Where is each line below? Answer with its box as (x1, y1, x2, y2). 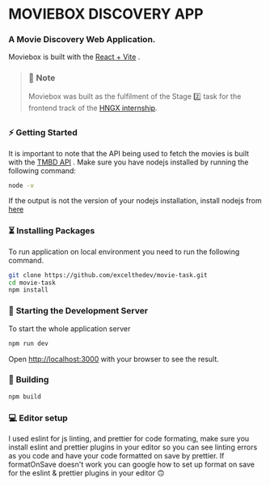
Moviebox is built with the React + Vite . (8, 52, 141, 62)
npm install (8, 286, 49, 294)
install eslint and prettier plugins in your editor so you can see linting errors (8, 442, 258, 452)
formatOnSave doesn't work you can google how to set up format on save (8, 459, 255, 469)
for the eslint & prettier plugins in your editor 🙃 (8, 467, 165, 478)
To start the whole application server (8, 323, 131, 333)
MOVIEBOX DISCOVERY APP (8, 5, 204, 23)
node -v (8, 181, 35, 190)
